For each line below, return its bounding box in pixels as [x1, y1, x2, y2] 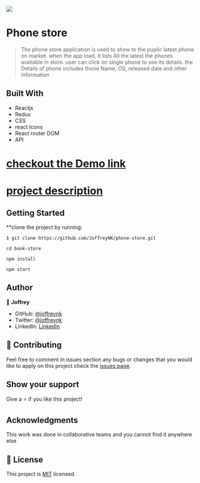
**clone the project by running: [6, 224, 82, 231]
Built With [6, 88, 44, 98]
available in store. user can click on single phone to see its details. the [20, 58, 193, 66]
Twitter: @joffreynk [14, 316, 63, 323]
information [20, 71, 50, 78]
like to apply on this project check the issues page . [6, 362, 131, 369]
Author [6, 283, 33, 293]
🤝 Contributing [6, 340, 62, 350]
